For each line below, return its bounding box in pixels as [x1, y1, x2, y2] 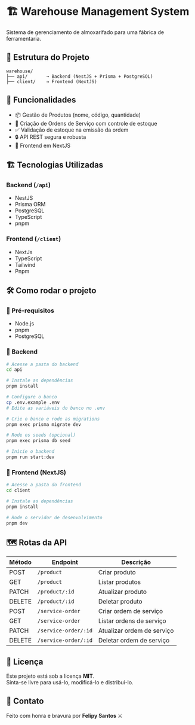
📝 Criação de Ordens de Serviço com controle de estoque [14, 120, 157, 127]
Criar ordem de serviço [98, 607, 163, 616]
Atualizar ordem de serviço [98, 626, 174, 635]
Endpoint [51, 558, 79, 566]
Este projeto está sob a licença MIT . [6, 672, 95, 680]
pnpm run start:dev [6, 454, 55, 461]
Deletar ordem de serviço [98, 636, 170, 645]
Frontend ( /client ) [6, 234, 61, 243]
